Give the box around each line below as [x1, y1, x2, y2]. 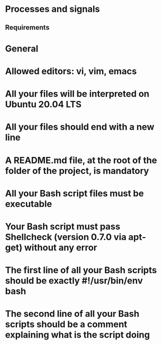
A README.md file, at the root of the [5, 154, 158, 166]
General [5, 43, 39, 54]
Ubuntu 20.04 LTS [5, 99, 82, 110]
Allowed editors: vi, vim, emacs [5, 65, 137, 77]
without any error [24, 242, 98, 253]
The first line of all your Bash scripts [5, 265, 157, 276]
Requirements [5, 23, 50, 32]
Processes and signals [5, 3, 100, 15]
